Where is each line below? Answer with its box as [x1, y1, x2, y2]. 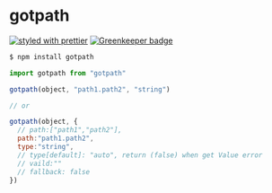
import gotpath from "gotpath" [9, 68, 127, 77]
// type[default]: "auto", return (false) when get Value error [17, 150, 263, 160]
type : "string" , [17, 143, 75, 152]
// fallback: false [17, 167, 91, 176]
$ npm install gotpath [9, 52, 94, 61]
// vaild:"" [17, 159, 63, 168]
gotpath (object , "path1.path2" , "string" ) [9, 84, 171, 94]
